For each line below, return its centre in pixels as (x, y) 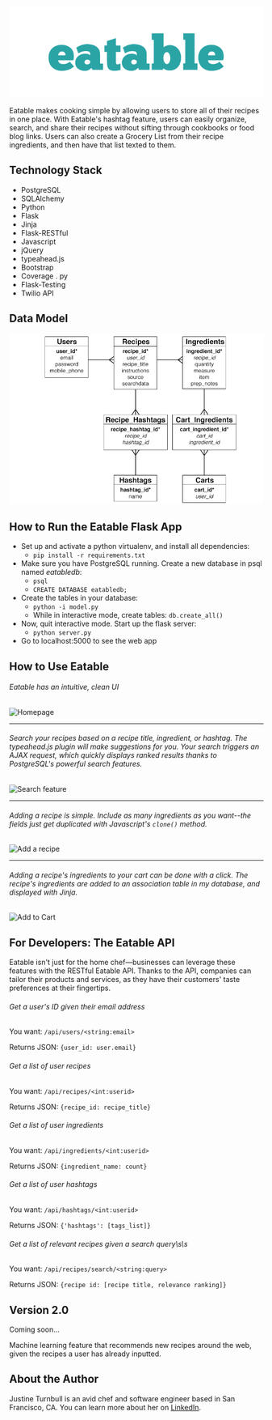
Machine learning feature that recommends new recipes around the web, (131, 1346)
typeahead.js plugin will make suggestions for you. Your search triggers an (134, 746)
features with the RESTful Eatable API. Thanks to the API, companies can (130, 971)
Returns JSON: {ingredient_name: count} (78, 1166)
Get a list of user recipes (50, 1066)
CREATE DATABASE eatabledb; (80, 590)
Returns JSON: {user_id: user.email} (73, 1048)
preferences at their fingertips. (60, 988)
